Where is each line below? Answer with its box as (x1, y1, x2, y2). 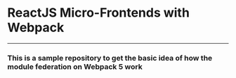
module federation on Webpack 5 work (7, 61, 143, 71)
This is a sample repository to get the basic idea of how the (7, 53, 213, 63)
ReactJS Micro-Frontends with (7, 5, 190, 21)
